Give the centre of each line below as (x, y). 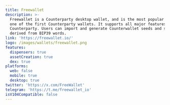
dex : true (20, 62)
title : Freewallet (25, 10)
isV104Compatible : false (31, 94)
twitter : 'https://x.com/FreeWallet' (45, 85)
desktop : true (25, 80)
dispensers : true (28, 52)
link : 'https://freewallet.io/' (39, 38)
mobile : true (24, 76)
